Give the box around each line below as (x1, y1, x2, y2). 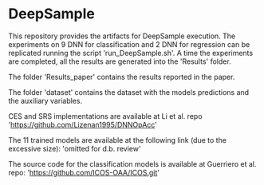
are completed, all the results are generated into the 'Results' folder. (8, 57, 231, 66)
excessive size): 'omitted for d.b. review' (8, 144, 141, 153)
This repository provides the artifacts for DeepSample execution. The (8, 31, 236, 41)
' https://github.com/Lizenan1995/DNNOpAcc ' (8, 120, 158, 129)
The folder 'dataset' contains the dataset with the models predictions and (8, 87, 250, 96)
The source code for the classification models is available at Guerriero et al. (8, 159, 257, 168)
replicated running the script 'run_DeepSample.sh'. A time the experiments (8, 48, 254, 57)
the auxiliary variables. (8, 96, 82, 105)
